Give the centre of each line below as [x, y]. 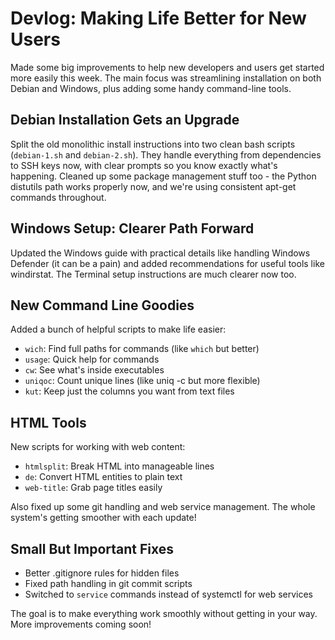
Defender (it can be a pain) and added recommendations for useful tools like [167, 263]
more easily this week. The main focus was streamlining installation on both [166, 78]
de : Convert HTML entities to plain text [103, 477]
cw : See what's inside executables [94, 370]
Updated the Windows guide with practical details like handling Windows [160, 253]
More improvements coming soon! [81, 624]
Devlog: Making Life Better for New [158, 18]
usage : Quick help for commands [92, 359]
